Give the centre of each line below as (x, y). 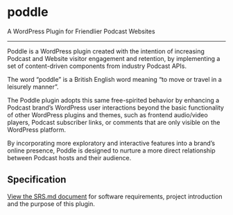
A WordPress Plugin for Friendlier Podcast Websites (81, 31)
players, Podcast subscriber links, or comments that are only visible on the (114, 122)
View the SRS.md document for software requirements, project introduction (115, 196)
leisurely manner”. (33, 87)
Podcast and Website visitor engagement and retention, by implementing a (114, 58)
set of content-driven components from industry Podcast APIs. (97, 66)
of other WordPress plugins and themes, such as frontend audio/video (107, 114)
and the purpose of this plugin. (51, 204)
